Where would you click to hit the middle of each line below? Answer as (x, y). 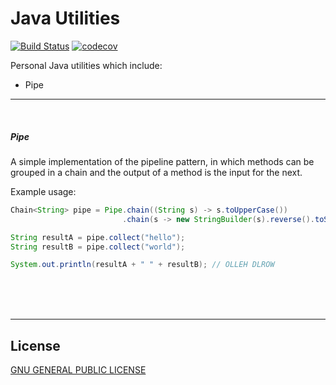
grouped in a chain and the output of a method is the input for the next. (156, 172)
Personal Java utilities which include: (86, 65)
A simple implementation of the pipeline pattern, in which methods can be (162, 161)
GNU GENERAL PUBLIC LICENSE (78, 370)
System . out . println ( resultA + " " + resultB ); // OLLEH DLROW (142, 265)
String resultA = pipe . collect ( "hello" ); (98, 237)
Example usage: (43, 191)
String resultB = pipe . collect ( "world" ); (98, 247)
